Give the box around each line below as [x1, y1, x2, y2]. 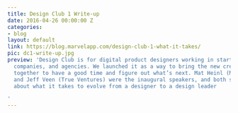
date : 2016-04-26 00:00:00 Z [7, 17, 93, 24]
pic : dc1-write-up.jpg [7, 50, 74, 57]
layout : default [7, 37, 55, 44]
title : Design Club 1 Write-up [7, 10, 100, 18]
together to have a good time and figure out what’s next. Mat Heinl [13, 69, 223, 76]
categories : [7, 23, 42, 30]
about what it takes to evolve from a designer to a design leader [13, 83, 217, 90]
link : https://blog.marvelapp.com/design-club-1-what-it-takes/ [7, 43, 201, 50]
